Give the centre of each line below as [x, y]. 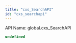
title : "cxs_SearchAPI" [29, 9]
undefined [15, 37]
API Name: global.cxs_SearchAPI [38, 28]
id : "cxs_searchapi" [26, 14]
